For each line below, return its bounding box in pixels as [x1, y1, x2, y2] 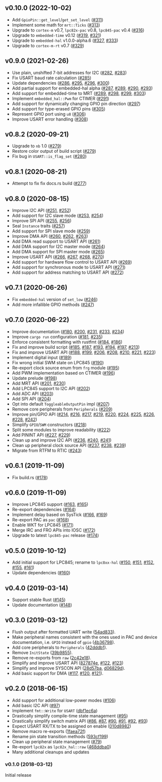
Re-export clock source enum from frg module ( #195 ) [12, 365, 120, 371]
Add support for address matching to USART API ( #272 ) [12, 269, 124, 275]
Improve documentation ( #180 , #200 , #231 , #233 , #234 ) [12, 328, 125, 335]
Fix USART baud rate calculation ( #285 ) [12, 75, 92, 81]
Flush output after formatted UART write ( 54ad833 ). [12, 629, 116, 635]
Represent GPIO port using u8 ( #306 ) [12, 111, 86, 117]
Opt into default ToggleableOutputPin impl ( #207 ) [12, 401, 110, 407]
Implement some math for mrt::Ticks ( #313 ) [12, 22, 101, 28]
